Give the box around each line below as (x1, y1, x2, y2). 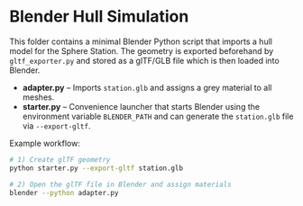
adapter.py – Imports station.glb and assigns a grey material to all (22, 82, 272, 93)
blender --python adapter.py (9, 188, 119, 197)
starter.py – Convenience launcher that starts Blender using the (22, 101, 260, 112)
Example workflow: (9, 138, 81, 148)
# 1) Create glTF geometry (9, 155, 111, 164)
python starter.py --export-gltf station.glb (9, 164, 183, 173)
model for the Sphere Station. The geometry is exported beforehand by (9, 45, 274, 56)
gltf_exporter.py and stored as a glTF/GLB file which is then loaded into (9, 55, 280, 66)
